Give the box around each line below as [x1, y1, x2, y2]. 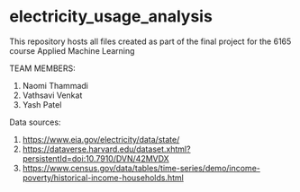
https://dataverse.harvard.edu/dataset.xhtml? [22, 144, 191, 154]
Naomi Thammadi [22, 80, 88, 91]
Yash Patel [22, 99, 62, 109]
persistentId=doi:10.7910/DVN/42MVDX [22, 153, 169, 163]
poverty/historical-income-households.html [22, 172, 185, 183]
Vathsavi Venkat [22, 90, 83, 100]
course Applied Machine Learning [9, 45, 135, 56]
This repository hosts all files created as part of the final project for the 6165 [9, 36, 292, 47]
